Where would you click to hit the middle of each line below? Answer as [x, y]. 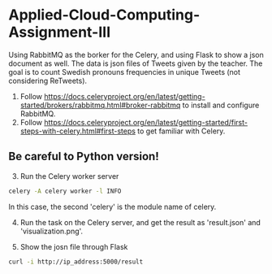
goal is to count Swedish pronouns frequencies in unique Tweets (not [125, 72]
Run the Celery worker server [69, 176]
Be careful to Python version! [84, 157]
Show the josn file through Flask [74, 246]
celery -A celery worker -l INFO [65, 191]
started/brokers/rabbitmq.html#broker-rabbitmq [100, 105]
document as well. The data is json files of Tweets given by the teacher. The [136, 63]
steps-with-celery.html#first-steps [78, 131]
